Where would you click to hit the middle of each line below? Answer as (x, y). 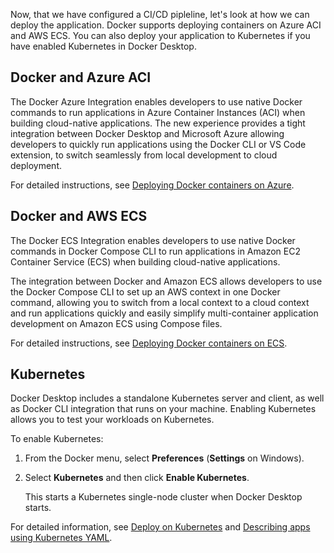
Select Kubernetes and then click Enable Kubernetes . (137, 478)
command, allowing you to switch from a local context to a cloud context (160, 302)
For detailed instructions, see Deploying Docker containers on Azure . (152, 185)
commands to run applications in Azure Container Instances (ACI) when (158, 112)
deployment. (36, 165)
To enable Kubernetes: (57, 439)
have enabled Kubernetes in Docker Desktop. (103, 46)
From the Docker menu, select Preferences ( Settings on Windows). (164, 458)
